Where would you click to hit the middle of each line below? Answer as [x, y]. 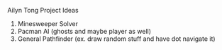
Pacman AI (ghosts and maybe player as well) [84, 31]
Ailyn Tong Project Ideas [43, 10]
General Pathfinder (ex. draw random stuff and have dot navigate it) [116, 39]
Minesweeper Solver [48, 24]
